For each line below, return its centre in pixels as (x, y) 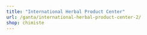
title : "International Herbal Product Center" (66, 12)
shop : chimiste (25, 23)
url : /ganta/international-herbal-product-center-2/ (74, 17)
